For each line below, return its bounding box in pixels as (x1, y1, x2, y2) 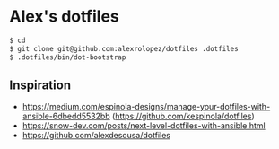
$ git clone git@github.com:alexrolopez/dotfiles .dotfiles (9, 44, 240, 53)
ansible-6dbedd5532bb (22, 110, 110, 122)
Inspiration (9, 77, 72, 92)
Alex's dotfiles (9, 6, 119, 27)
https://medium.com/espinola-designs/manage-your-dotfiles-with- (22, 101, 271, 112)
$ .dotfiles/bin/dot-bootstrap (9, 52, 126, 62)
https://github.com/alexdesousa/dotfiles (22, 130, 170, 141)
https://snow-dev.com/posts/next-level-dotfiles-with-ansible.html (22, 120, 266, 131)
